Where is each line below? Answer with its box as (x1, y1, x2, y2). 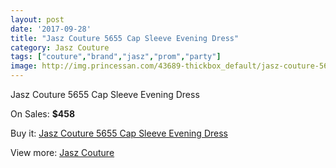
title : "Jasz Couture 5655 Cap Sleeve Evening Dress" (10, 33, 240, 43)
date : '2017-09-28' (10, 24, 92, 34)
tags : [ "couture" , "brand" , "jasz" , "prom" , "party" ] (10, 52, 222, 62)
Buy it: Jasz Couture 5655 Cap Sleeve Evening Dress (10, 127, 228, 139)
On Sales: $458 (10, 108, 76, 120)
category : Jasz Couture (10, 42, 110, 53)
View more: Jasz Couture (10, 147, 115, 158)
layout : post (10, 14, 65, 25)
